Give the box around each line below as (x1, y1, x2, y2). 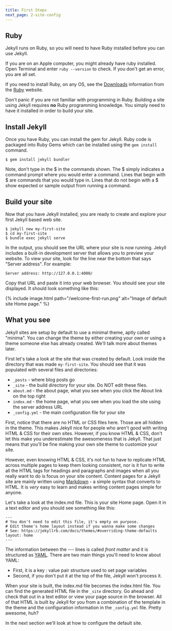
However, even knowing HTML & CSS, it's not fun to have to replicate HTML (5, 456, 166, 463)
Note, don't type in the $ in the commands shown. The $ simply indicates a (5, 166, 164, 172)
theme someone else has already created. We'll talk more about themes (5, 340, 157, 346)
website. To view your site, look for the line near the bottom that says (5, 255, 151, 261)
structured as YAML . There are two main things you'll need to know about (5, 551, 161, 558)
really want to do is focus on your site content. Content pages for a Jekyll (5, 473, 161, 479)
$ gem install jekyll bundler (5, 157, 70, 163)
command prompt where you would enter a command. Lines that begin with (5, 172, 166, 178)
